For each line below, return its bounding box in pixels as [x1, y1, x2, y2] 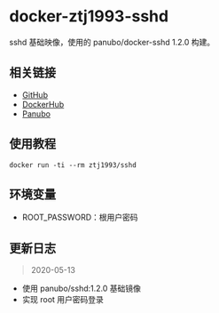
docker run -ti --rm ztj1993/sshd [9, 160, 137, 170]
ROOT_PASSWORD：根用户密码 [21, 212, 139, 223]
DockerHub [21, 99, 65, 109]
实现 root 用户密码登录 [21, 294, 105, 305]
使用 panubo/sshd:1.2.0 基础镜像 [21, 283, 142, 294]
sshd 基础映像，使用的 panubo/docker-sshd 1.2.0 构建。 [9, 36, 215, 47]
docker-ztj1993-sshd [9, 6, 169, 27]
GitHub [21, 89, 49, 100]
